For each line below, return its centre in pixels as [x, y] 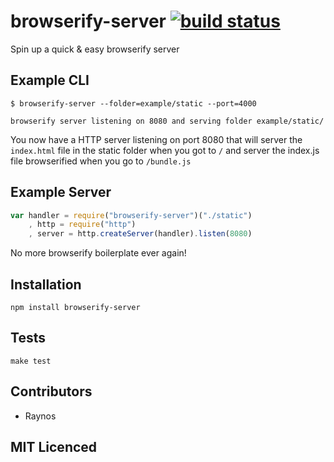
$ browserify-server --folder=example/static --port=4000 [133, 103]
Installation [46, 284]
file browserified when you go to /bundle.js [101, 161]
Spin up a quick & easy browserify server [95, 49]
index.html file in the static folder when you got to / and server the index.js [165, 150]
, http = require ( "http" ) [82, 225]
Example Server [61, 192]
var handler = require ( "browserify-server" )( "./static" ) [131, 215]
